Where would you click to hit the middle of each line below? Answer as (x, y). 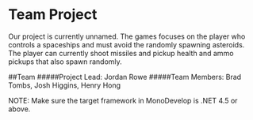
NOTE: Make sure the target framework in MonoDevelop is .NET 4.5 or (123, 100)
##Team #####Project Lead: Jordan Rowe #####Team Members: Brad (125, 77)
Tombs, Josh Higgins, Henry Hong (65, 85)
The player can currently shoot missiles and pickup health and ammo (121, 53)
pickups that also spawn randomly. (65, 62)
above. (19, 109)
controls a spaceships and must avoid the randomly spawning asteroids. (126, 44)
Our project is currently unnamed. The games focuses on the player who (127, 36)
